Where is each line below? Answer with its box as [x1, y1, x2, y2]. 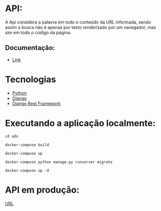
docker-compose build [5, 142, 49, 147]
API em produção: [5, 184, 80, 195]
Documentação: [5, 44, 55, 52]
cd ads [5, 134, 19, 139]
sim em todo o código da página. [5, 29, 71, 35]
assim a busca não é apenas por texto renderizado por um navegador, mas [5, 24, 157, 30]
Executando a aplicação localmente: [5, 117, 156, 129]
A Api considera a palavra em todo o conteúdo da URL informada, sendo [5, 19, 151, 25]
